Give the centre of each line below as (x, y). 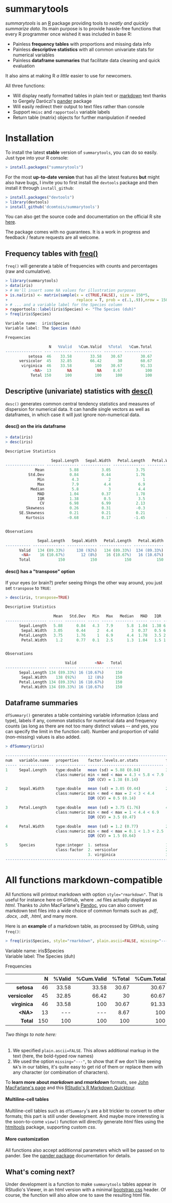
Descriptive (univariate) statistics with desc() (79, 391)
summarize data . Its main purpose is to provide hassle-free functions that (83, 28)
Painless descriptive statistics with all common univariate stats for (83, 49)
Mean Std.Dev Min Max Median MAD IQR (107, 616)
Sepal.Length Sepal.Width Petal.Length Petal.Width (101, 541)
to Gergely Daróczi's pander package (52, 101)
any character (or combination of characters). (61, 1072)
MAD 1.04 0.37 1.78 (91, 494)
